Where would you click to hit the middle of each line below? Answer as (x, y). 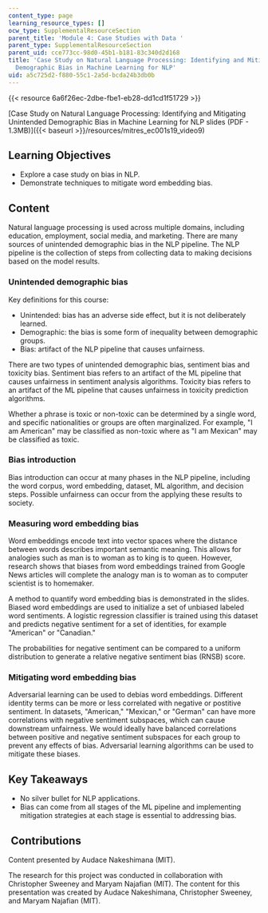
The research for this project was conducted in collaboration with (116, 875)
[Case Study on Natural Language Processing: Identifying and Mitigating (127, 113)
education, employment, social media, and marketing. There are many (123, 236)
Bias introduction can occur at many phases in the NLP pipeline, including (129, 477)
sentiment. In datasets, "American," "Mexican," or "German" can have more (132, 712)
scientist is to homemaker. (51, 583)
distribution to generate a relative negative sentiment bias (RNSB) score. (127, 657)
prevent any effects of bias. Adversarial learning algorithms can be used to (131, 746)
